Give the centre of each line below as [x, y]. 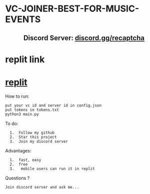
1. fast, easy [25, 160]
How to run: [17, 96]
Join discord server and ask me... [42, 187]
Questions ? [17, 178]
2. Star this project [33, 137]
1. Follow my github [32, 133]
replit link [25, 59]
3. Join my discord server [39, 141]
